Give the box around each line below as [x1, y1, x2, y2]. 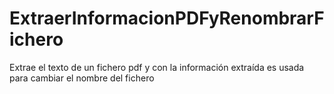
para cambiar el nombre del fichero [9, 72, 155, 84]
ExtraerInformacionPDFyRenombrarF [9, 7, 325, 30]
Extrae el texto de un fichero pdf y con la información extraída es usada [9, 61, 305, 73]
